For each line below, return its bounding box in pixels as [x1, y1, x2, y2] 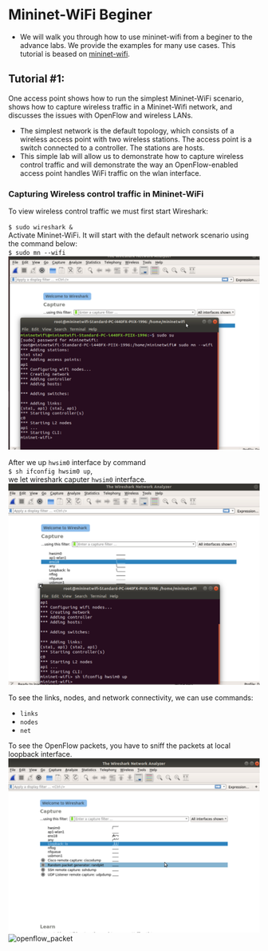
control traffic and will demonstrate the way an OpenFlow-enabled [19, 160, 238, 169]
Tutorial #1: [8, 72, 65, 86]
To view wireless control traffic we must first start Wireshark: [8, 206, 209, 217]
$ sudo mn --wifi [8, 249, 66, 257]
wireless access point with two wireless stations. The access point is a [19, 134, 253, 144]
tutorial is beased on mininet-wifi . [19, 49, 130, 58]
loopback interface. [8, 750, 73, 759]
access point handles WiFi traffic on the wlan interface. [19, 168, 202, 177]
